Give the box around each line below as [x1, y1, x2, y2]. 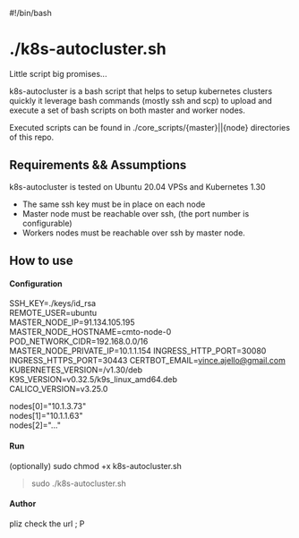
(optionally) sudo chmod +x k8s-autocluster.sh [9, 460, 182, 471]
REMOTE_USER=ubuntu [9, 308, 97, 319]
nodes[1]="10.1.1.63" [9, 411, 83, 422]
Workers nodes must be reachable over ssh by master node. [21, 227, 246, 238]
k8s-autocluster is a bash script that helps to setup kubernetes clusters [9, 85, 273, 97]
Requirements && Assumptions [9, 158, 187, 173]
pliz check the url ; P [9, 518, 85, 529]
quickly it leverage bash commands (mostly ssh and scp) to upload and [9, 95, 273, 106]
